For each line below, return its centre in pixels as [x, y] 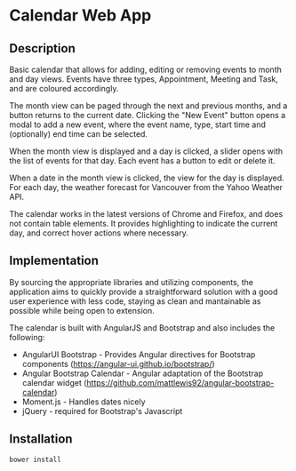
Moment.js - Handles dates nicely [84, 402]
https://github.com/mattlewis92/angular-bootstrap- [180, 382]
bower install [36, 459]
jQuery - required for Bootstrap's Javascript [102, 411]
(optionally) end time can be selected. [79, 134]
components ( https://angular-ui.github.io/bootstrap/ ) [118, 363]
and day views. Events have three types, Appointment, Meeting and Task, [144, 79]
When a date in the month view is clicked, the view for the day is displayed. [147, 178]
